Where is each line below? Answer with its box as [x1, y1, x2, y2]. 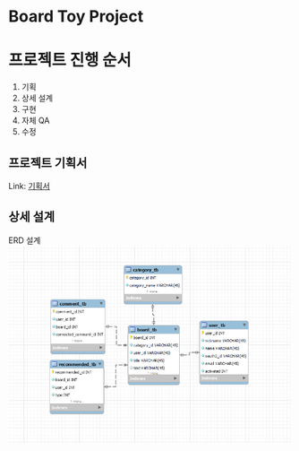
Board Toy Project [8, 6, 144, 27]
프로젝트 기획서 [8, 155, 88, 170]
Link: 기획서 [8, 180, 50, 191]
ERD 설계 [8, 235, 41, 246]
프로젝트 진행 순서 [8, 50, 132, 71]
